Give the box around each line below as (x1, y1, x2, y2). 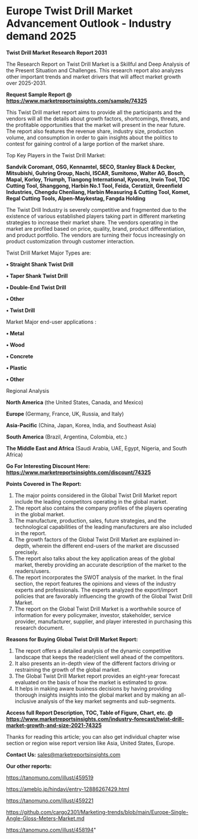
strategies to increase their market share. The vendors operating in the (6, 218, 178, 226)
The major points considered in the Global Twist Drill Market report (14, 491, 177, 499)
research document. (14, 624, 64, 631)
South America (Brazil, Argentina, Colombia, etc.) (6, 433, 128, 440)
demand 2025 (6, 30, 77, 43)
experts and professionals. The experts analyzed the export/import (14, 586, 178, 593)
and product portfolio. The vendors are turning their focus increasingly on (6, 231, 186, 239)
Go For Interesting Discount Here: (6, 462, 90, 469)
